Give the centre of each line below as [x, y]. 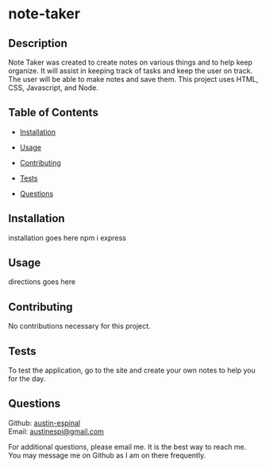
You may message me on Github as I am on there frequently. [107, 455]
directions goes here [42, 282]
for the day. [27, 379]
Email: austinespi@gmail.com [56, 431]
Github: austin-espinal [44, 423]
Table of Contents [54, 113]
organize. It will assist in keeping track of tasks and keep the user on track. [130, 71]
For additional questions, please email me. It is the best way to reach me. [127, 447]
